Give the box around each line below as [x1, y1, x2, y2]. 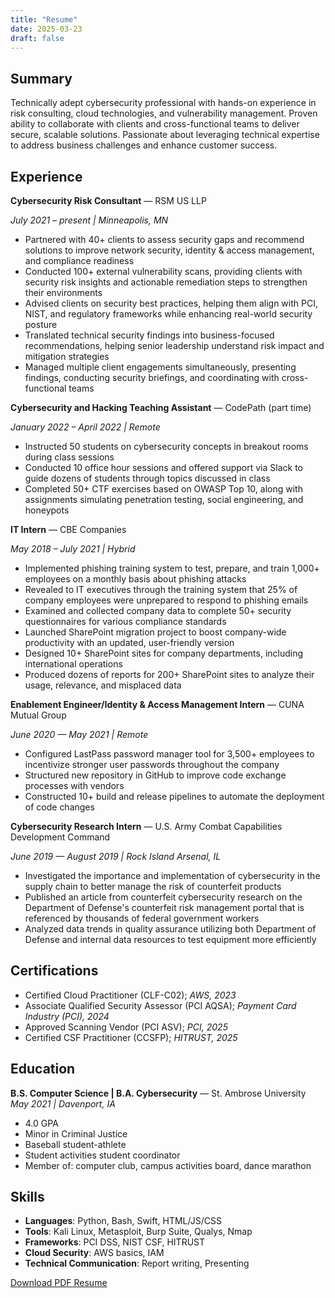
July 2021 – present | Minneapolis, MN [10, 214, 169, 226]
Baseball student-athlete [24, 1138, 127, 1150]
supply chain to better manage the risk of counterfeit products [24, 881, 282, 892]
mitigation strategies [24, 351, 110, 362]
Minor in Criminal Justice [24, 1127, 128, 1140]
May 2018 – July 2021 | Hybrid [10, 543, 136, 555]
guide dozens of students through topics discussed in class [24, 472, 271, 484]
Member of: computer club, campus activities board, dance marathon [24, 1159, 312, 1171]
